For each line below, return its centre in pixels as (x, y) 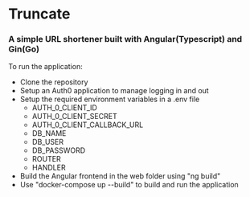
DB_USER (48, 142)
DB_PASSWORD (59, 150)
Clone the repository (54, 82)
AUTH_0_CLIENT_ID (65, 108)
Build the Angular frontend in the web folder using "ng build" (120, 176)
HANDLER (49, 168)
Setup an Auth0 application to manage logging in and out (114, 91)
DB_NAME (49, 133)
